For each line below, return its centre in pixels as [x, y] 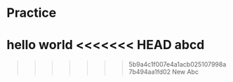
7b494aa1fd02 [150, 72]
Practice [32, 13]
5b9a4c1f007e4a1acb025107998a [178, 64]
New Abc [186, 72]
